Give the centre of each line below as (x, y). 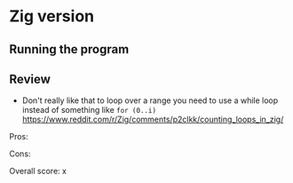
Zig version (52, 16)
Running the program (69, 49)
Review (30, 79)
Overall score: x (38, 171)
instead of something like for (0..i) (89, 110)
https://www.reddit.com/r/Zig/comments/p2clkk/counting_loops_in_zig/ (153, 119)
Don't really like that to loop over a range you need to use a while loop (150, 100)
